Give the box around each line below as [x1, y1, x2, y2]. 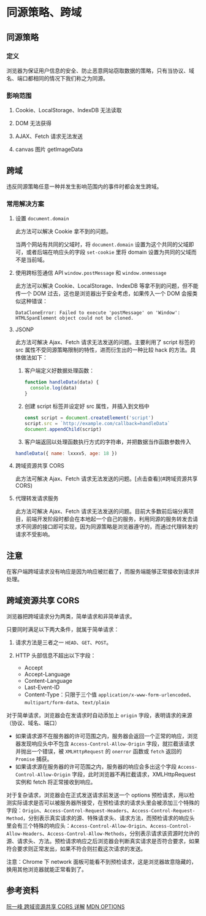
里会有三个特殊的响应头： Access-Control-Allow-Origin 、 [6, 822, 151, 829]
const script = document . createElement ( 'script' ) [24, 415, 154, 421]
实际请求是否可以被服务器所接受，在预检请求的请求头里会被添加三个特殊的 [11, 799, 200, 807]
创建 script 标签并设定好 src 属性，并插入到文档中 [24, 402, 150, 410]
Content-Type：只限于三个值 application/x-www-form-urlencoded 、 [24, 691, 195, 698]
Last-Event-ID [24, 683, 60, 691]
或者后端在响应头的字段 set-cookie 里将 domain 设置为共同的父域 [26, 248, 191, 256]
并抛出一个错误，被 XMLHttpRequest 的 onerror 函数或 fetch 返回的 [15, 748, 182, 755]
